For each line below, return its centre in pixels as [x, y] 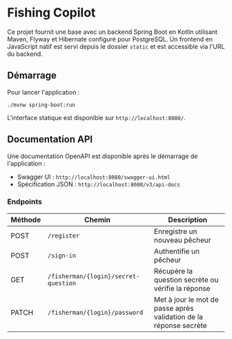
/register [64, 235]
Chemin [97, 220]
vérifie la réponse [182, 288]
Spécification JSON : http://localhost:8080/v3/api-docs [99, 184]
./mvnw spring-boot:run [41, 105]
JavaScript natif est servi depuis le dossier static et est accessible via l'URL [116, 46]
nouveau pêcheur [183, 240]
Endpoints [25, 202]
